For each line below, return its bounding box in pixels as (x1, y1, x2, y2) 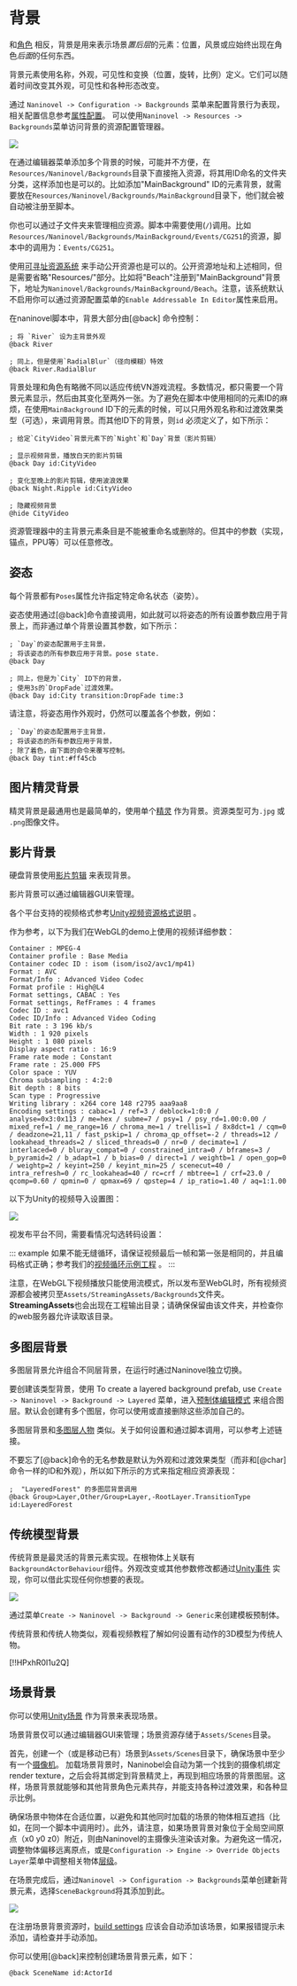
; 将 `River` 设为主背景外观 (9, 332, 106, 341)
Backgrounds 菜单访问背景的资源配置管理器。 (9, 121, 170, 131)
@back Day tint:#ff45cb (9, 754, 97, 762)
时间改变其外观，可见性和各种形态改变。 (16, 80, 164, 90)
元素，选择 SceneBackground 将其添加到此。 (16, 1885, 170, 1896)
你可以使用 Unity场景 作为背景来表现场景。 (9, 1710, 163, 1721)
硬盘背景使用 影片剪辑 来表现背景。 (9, 870, 135, 880)
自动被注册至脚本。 (9, 200, 80, 211)
